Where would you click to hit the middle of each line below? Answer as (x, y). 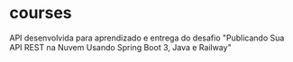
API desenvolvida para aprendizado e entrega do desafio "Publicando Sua (147, 38)
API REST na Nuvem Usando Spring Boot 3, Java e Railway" (120, 47)
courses (41, 13)
